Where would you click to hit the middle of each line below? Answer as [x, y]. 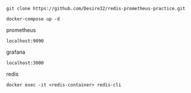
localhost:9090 [25, 41]
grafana [16, 52]
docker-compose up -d [33, 19]
